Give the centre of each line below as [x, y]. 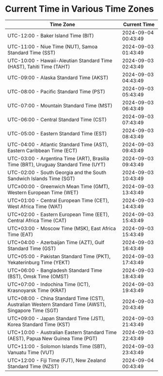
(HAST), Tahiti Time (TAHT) [39, 67]
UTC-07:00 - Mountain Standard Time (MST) [60, 106]
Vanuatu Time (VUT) [31, 352]
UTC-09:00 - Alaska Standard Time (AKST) [58, 77]
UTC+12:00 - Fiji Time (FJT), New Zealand [57, 360]
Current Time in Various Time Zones [80, 9]
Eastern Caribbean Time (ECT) [42, 150]
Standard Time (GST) [32, 248]
